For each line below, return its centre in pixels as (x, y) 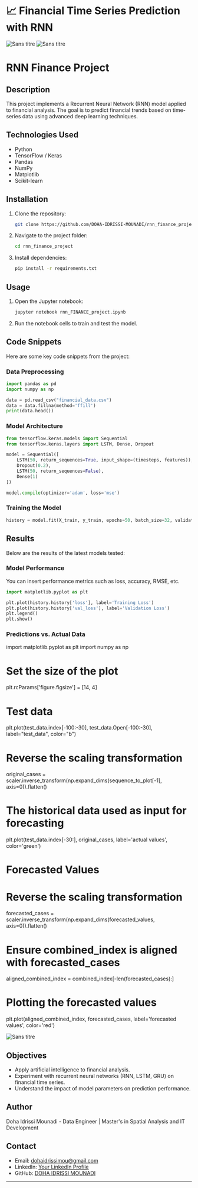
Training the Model (34, 508)
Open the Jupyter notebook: (49, 301)
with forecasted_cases (63, 962)
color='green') (24, 846)
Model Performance (35, 568)
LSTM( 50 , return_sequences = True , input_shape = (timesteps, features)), (105, 460)
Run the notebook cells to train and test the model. (76, 323)
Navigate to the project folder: (51, 235)
